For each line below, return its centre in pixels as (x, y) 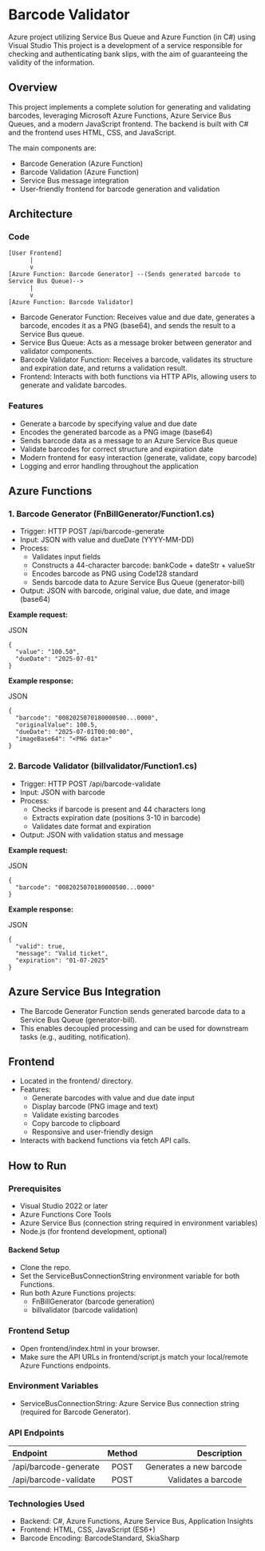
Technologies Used (47, 1504)
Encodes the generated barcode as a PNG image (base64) (116, 432)
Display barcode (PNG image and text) (95, 1107)
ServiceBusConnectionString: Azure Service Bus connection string (129, 1403)
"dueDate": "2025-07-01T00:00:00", (75, 732)
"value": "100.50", (48, 652)
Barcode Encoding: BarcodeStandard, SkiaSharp (99, 1538)
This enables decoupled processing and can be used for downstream (134, 1028)
